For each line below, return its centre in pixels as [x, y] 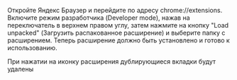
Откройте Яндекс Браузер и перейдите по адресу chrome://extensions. [115, 10]
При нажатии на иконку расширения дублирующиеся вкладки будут [112, 62]
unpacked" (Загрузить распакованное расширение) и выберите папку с [116, 33]
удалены [21, 69]
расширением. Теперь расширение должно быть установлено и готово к [119, 40]
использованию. [33, 48]
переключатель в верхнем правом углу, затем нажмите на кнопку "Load [118, 25]
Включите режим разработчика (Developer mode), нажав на [99, 18]
